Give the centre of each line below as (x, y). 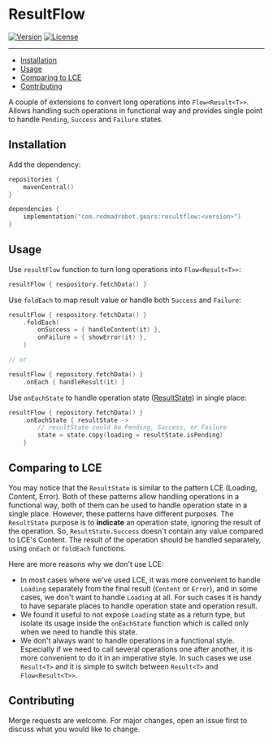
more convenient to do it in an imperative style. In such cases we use (136, 657)
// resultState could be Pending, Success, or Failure (132, 428)
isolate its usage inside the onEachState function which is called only (134, 623)
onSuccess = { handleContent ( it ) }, (100, 330)
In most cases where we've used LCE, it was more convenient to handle (141, 580)
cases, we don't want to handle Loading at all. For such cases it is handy (141, 597)
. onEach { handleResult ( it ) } (74, 382)
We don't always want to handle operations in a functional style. (127, 640)
